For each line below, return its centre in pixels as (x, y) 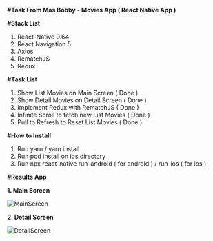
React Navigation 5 (44, 44)
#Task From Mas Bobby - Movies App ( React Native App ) (92, 10)
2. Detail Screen (30, 217)
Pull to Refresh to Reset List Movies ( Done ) (80, 122)
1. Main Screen (29, 190)
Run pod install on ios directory (61, 156)
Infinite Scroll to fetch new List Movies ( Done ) (83, 115)
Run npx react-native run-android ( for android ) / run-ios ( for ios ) (112, 164)
